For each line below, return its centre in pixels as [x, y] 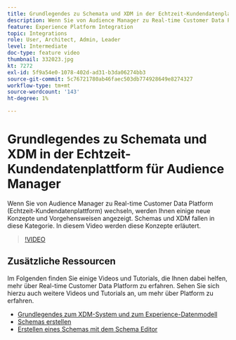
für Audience [185, 169]
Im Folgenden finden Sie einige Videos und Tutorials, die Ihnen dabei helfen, [117, 278]
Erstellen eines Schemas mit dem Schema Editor [87, 329]
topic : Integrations [38, 33]
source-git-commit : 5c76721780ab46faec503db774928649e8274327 [100, 79]
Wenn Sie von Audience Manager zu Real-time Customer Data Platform [110, 203]
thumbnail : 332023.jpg [40, 60]
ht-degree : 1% [28, 99]
